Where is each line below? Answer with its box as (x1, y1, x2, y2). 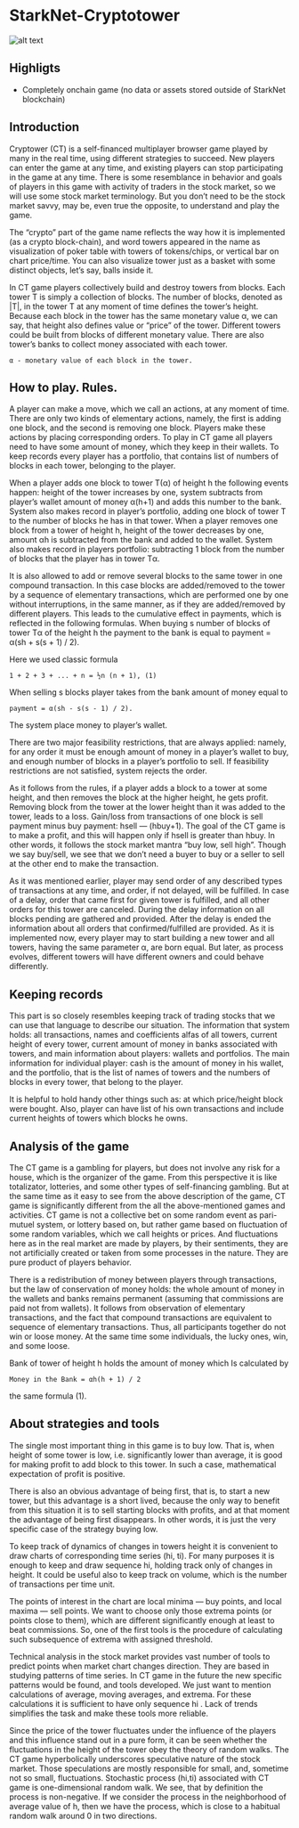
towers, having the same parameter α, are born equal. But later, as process (9, 942, 284, 953)
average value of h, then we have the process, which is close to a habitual (9, 1800, 280, 1811)
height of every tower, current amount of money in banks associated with (9, 1039, 279, 1049)
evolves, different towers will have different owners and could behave (9, 951, 264, 962)
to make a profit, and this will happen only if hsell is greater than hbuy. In (9, 830, 276, 841)
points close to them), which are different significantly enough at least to (9, 1614, 275, 1626)
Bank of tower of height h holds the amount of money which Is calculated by (9, 1358, 289, 1368)
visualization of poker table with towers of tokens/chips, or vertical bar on (9, 246, 279, 257)
